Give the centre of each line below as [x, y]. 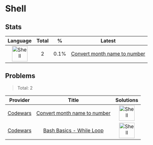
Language [20, 41]
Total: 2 [25, 88]
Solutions [127, 100]
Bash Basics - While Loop [74, 130]
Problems [20, 76]
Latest [108, 41]
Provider [20, 100]
